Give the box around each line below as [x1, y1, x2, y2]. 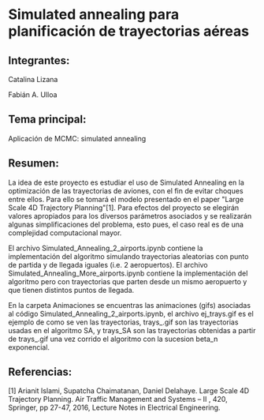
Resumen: [8, 156, 59, 171]
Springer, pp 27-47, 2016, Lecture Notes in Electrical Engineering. [8, 403, 221, 412]
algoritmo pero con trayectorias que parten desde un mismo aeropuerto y [8, 276, 247, 286]
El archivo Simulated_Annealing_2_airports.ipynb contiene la [8, 243, 203, 253]
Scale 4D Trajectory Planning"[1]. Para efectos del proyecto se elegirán [8, 203, 240, 212]
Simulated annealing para [8, 6, 180, 24]
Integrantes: [8, 54, 70, 67]
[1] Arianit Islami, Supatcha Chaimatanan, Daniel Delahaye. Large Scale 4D [8, 386, 250, 396]
